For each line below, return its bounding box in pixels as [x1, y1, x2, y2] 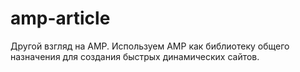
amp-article [10, 7, 111, 30]
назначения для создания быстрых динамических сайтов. [10, 50, 260, 62]
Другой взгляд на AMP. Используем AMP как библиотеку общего [10, 40, 290, 52]
